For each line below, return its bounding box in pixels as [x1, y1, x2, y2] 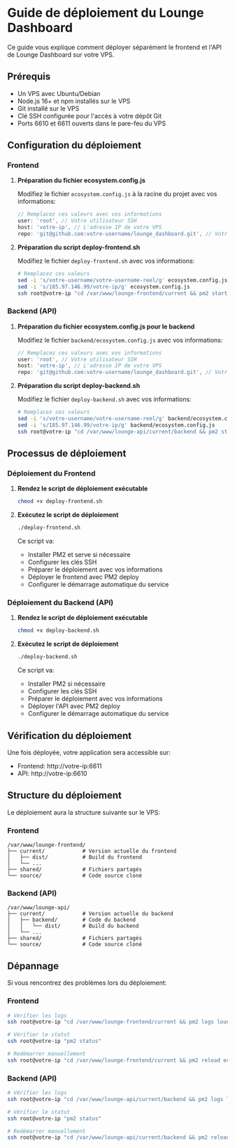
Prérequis [7, 71, 51, 83]
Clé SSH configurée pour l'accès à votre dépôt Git [17, 111, 162, 120]
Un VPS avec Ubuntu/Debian [17, 89, 101, 97]
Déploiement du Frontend [7, 469, 96, 478]
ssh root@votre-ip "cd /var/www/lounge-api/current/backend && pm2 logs [7, 1095, 224, 1102]
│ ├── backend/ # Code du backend [7, 916, 136, 924]
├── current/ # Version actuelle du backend [7, 911, 173, 918]
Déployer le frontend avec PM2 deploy [27, 573, 139, 581]
